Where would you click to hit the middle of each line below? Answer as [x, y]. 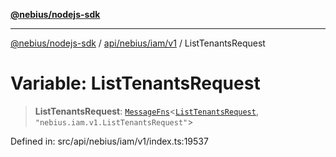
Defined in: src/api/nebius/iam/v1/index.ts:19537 [109, 141]
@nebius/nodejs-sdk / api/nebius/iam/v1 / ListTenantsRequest [138, 43]
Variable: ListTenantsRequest [135, 83]
